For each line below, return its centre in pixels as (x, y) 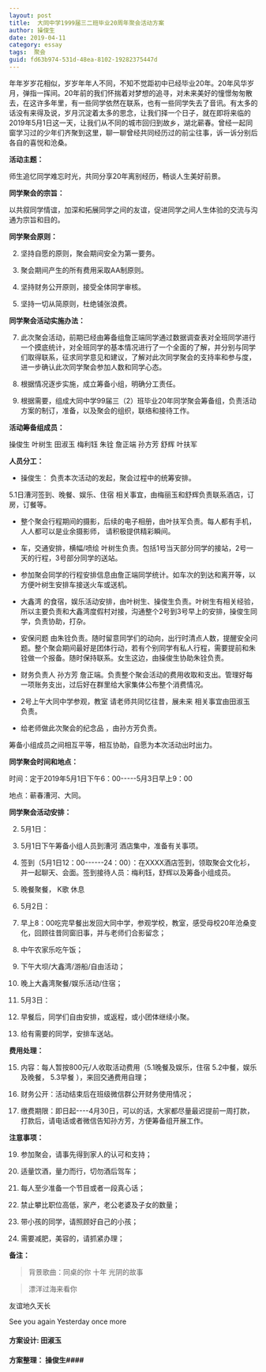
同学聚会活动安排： (40, 812)
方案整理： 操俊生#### (47, 1360)
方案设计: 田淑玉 (35, 1340)
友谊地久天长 (30, 1306)
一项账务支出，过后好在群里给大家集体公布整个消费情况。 (114, 684)
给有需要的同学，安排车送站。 (69, 1033)
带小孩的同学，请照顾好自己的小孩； (79, 1221)
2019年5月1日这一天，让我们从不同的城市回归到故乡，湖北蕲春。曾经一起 (127, 123)
